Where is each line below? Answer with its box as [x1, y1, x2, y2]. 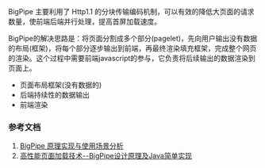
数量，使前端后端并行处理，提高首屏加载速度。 [8, 17, 161, 26]
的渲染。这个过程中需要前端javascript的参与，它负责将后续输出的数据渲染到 [8, 54, 256, 63]
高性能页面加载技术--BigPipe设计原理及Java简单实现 [19, 151, 193, 161]
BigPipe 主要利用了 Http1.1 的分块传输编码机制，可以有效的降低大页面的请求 [8, 7, 255, 16]
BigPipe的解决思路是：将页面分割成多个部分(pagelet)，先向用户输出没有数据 [8, 34, 258, 43]
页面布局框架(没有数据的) [19, 80, 102, 90]
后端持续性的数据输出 [19, 90, 90, 99]
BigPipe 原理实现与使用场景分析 [19, 141, 124, 151]
